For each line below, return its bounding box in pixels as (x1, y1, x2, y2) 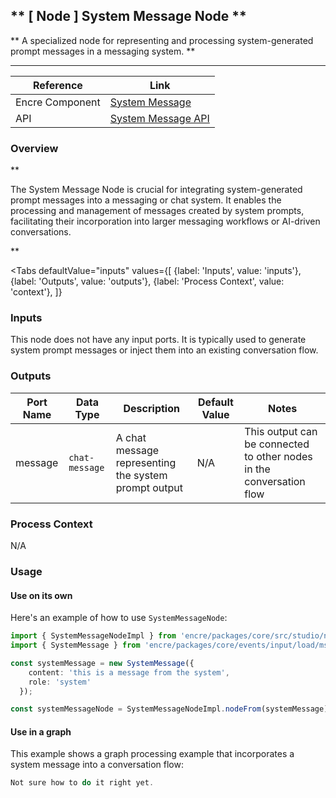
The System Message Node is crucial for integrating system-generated (10, 184, 303, 196)
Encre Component (15, 95, 101, 109)
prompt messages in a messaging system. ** (10, 45, 196, 57)
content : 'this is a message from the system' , (28, 667, 230, 678)
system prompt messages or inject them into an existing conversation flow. (10, 344, 319, 356)
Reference (32, 78, 83, 92)
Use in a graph (10, 725, 72, 738)
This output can (244, 424, 318, 438)
